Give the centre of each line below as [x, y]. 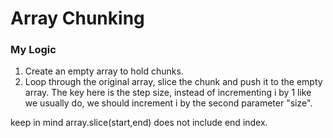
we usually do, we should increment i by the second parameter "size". [168, 103]
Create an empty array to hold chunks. [104, 71]
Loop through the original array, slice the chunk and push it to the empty [173, 82]
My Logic [33, 50]
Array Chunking [77, 18]
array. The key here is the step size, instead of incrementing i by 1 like [168, 93]
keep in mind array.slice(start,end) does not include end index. [139, 123]
